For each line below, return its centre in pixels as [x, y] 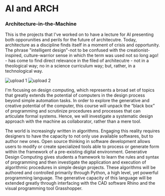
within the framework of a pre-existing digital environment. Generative [76, 152]
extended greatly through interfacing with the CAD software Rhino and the [80, 183]
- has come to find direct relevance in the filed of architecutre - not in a [77, 61]
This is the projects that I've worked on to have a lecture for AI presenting [79, 34]
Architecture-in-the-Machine [41, 24]
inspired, [14, 56]
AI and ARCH [32, 9]
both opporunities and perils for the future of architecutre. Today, [71, 40]
